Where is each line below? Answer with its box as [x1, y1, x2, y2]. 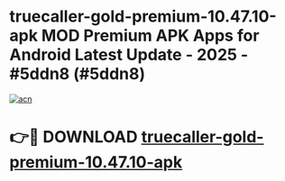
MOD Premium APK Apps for [41, 25, 260, 46]
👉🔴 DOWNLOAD [9, 127, 138, 148]
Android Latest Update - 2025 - [9, 45, 249, 65]
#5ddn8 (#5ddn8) [9, 64, 146, 85]
